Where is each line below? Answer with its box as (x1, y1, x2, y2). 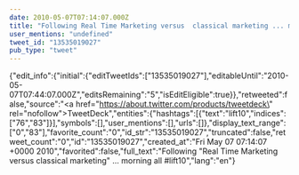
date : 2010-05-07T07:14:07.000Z (9, 12, 129, 22)
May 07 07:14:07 (206, 137, 268, 147)
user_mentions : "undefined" (9, 29, 114, 38)
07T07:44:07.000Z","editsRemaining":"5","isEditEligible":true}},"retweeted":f (9, 90, 287, 100)
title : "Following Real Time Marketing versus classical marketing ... (9, 21, 285, 30)
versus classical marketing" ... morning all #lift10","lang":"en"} (9, 155, 236, 166)
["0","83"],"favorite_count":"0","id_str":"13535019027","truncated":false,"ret (9, 127, 287, 138)
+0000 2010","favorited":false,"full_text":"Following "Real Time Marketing (9, 146, 279, 156)
